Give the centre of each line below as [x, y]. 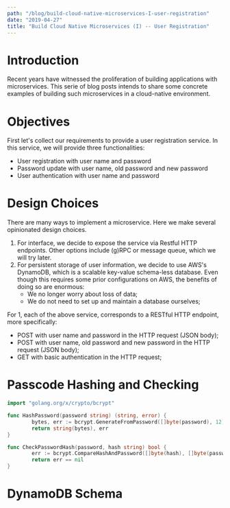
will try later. [34, 257]
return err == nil [58, 460]
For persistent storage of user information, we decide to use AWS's [112, 265]
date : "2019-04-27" [35, 20]
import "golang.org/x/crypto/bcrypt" [61, 403]
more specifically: [32, 322]
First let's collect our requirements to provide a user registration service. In [112, 141]
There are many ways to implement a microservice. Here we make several [112, 222]
